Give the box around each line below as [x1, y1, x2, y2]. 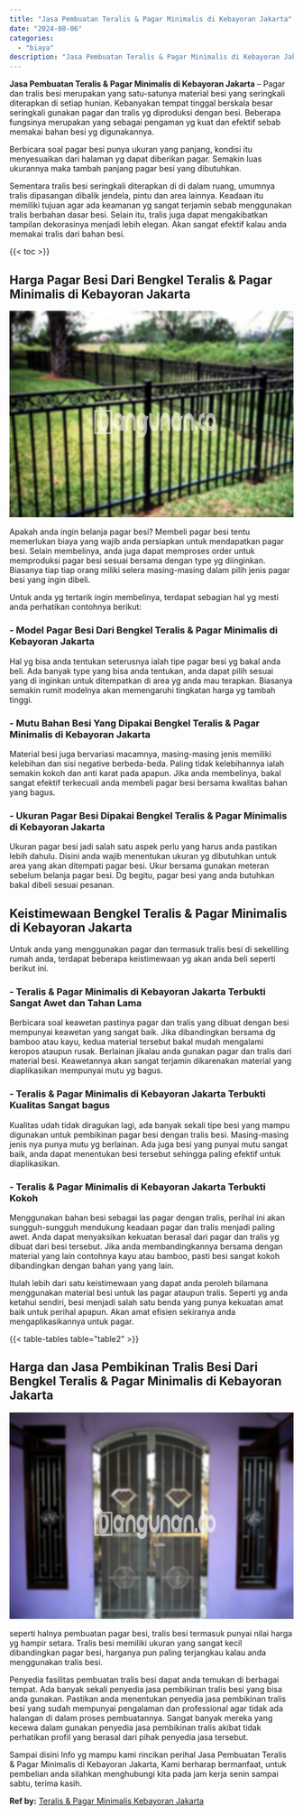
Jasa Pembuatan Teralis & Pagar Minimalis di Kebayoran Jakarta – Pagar [9, 79, 286, 89]
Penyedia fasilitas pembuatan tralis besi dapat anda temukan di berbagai [9, 1674, 280, 1685]
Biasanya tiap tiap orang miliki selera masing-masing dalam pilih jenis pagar [9, 565, 290, 576]
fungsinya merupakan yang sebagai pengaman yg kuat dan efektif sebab [9, 117, 281, 128]
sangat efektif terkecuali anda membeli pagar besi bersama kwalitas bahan [9, 777, 289, 789]
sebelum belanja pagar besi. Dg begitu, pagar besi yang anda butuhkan [9, 870, 275, 881]
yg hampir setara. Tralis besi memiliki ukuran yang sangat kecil [9, 1638, 243, 1649]
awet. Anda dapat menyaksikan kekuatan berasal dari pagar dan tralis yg [9, 1232, 280, 1243]
